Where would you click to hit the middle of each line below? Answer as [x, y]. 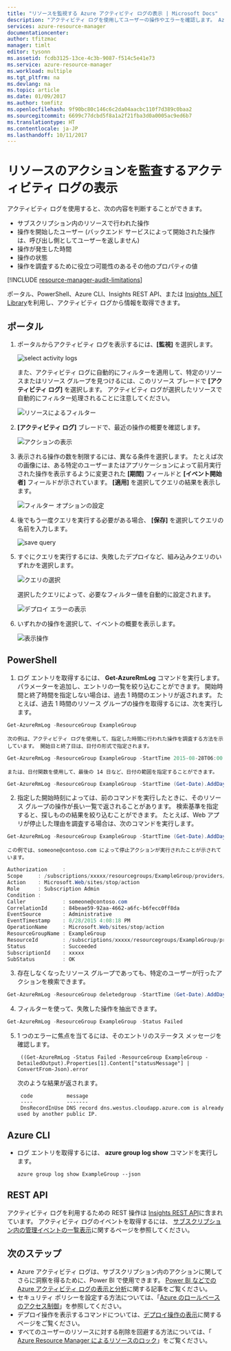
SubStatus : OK [41, 959]
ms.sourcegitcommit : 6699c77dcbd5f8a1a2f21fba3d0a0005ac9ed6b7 [100, 116]
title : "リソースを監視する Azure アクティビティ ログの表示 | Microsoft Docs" [113, 13]
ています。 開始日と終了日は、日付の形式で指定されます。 [82, 746]
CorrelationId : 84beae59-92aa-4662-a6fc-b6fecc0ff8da [93, 908]
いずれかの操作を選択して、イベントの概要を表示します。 [98, 624]
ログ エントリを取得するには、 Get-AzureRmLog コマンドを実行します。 [120, 677]
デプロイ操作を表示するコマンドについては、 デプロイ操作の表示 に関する [119, 1315]
